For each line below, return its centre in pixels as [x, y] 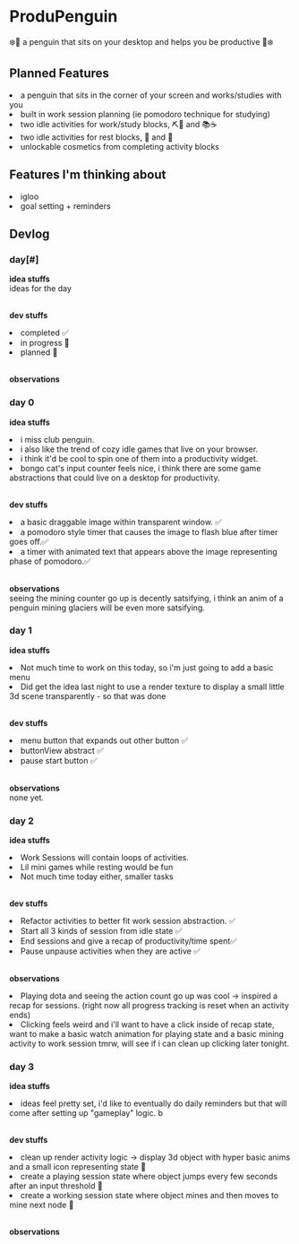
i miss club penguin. [58, 439]
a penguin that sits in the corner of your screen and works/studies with [151, 95]
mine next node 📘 [42, 1205]
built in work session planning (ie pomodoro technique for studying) [146, 114]
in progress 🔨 [45, 343]
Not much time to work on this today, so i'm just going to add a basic [147, 667]
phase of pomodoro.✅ [50, 561]
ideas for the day [40, 289]
